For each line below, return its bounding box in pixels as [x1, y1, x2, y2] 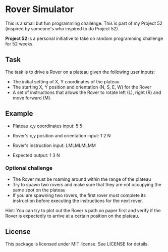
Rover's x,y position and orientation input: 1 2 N [12, 132, 111, 138]
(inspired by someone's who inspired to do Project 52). [5, 25, 120, 31]
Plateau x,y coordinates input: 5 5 [12, 123, 82, 129]
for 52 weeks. [5, 40, 34, 46]
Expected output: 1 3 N [12, 152, 61, 158]
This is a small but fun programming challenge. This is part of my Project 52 [5, 20, 163, 26]
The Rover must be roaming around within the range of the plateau [12, 176, 151, 182]
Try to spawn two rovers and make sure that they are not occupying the [12, 181, 161, 187]
